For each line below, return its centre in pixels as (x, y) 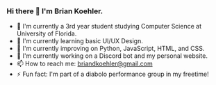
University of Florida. (47, 33)
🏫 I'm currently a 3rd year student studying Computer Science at (109, 26)
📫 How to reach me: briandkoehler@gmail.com (85, 64)
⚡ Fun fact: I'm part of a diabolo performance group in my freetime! (113, 74)
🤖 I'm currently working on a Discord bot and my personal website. (112, 56)
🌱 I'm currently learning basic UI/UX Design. (80, 41)
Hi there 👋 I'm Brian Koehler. (55, 11)
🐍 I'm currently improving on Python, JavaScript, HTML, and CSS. (110, 49)
